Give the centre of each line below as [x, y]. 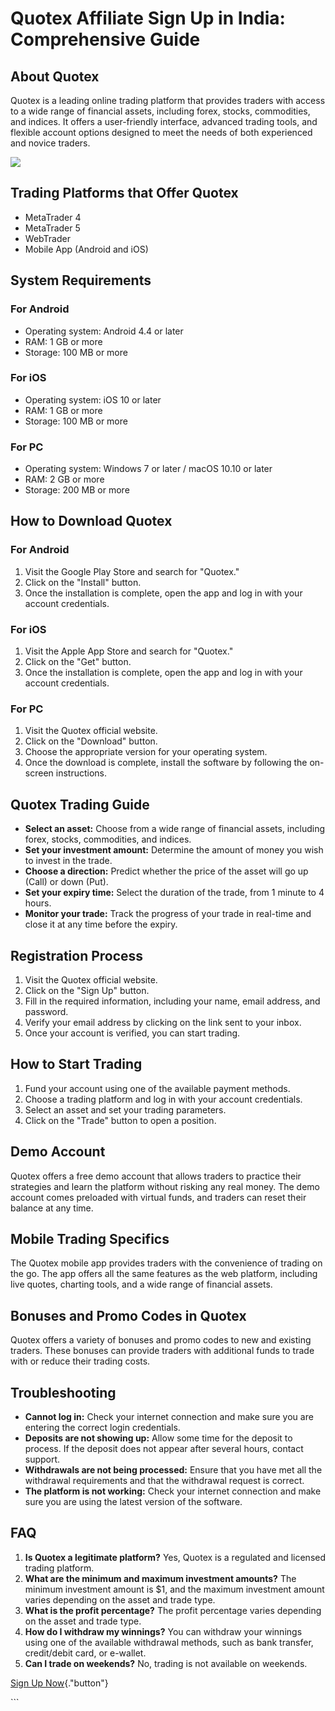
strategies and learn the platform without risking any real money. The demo [165, 1186]
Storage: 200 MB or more [77, 490]
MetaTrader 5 [52, 228]
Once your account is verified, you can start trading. [132, 1033]
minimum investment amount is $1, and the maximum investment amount [174, 1589]
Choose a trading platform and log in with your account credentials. [163, 1099]
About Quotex [55, 76]
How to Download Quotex [91, 521]
